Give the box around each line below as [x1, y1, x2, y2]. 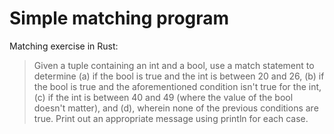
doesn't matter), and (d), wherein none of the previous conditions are [33, 102, 319, 114]
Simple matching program [9, 7, 230, 30]
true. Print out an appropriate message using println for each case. [33, 112, 309, 124]
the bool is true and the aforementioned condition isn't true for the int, [33, 80, 322, 92]
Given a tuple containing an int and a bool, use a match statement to [33, 59, 315, 71]
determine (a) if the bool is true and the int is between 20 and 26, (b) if [33, 70, 325, 82]
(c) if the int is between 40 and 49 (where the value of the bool [33, 91, 294, 103]
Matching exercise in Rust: [9, 40, 119, 52]
